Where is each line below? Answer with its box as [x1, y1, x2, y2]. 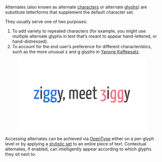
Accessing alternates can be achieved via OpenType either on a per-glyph [5, 136, 155, 142]
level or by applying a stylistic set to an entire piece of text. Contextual [5, 141, 146, 147]
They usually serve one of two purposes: [5, 19, 88, 24]
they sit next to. [5, 151, 37, 157]
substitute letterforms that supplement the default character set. [5, 9, 134, 15]
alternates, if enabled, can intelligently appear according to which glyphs [5, 146, 152, 152]
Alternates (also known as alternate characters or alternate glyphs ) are [5, 4, 147, 10]
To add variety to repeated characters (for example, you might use [12, 28, 146, 34]
